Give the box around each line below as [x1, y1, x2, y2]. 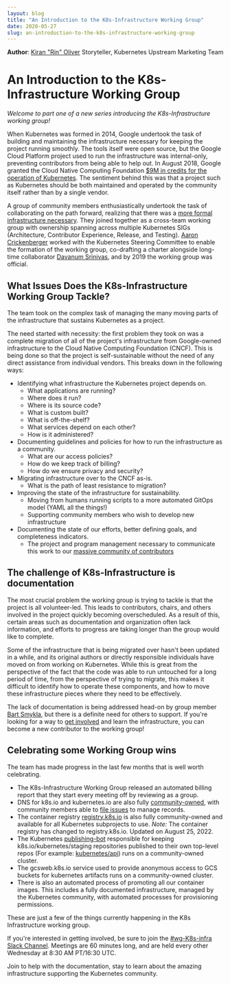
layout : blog [7, 10, 45, 17]
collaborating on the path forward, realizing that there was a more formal [7, 209, 213, 217]
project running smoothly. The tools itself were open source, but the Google [7, 145, 222, 153]
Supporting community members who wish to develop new [27, 511, 194, 518]
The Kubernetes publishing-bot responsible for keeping [16, 834, 174, 843]
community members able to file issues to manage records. [16, 805, 185, 814]
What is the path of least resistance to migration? [27, 481, 167, 490]
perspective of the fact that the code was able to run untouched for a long [7, 667, 217, 676]
